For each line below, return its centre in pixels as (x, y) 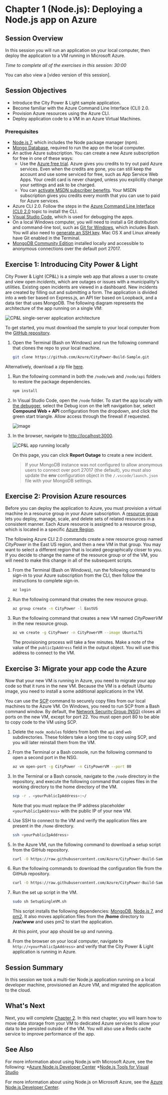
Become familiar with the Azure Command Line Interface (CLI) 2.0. (81, 108)
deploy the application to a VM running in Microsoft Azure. (65, 55)
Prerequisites (22, 131)
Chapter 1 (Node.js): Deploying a (74, 9)
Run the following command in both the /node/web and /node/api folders (86, 376)
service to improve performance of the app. (50, 1034)
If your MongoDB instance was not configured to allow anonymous (93, 465)
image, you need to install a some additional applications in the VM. (74, 691)
